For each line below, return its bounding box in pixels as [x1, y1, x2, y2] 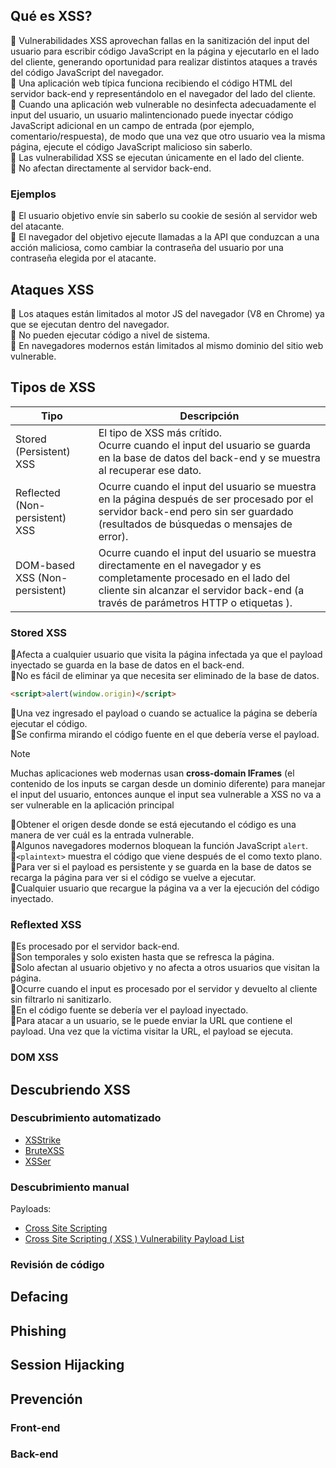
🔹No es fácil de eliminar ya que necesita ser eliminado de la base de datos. [10, 670, 320, 682]
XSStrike [24, 1134, 62, 1146]
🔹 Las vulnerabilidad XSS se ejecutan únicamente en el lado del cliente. [10, 151, 305, 163]
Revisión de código [10, 1258, 105, 1272]
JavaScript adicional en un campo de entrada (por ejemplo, [10, 119, 255, 131]
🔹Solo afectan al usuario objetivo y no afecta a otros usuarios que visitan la [10, 962, 320, 974]
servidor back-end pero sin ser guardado [98, 504, 294, 518]
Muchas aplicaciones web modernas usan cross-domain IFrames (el [10, 767, 295, 779]
